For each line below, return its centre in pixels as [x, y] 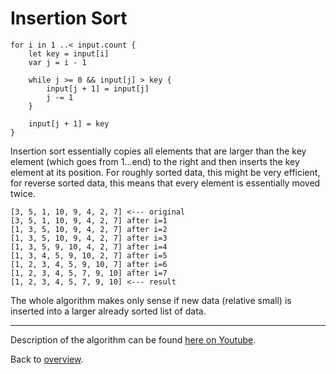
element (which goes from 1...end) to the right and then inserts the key [155, 161]
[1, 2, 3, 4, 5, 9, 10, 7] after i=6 [89, 264]
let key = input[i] [69, 53]
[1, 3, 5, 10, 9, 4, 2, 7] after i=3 [89, 238]
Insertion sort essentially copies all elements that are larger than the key [158, 151]
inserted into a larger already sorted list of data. [108, 311]
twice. [23, 193]
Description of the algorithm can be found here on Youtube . [133, 339]
